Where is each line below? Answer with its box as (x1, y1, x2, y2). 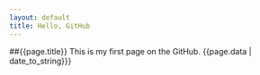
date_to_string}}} (9, 55, 72, 66)
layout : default (9, 12, 70, 22)
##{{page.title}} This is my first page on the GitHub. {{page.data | (9, 46, 252, 56)
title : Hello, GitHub (9, 21, 91, 30)
